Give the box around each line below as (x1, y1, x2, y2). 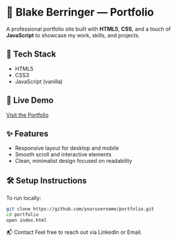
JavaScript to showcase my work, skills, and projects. (6, 31, 140, 38)
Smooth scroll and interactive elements (14, 151, 112, 158)
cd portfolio (6, 212, 39, 218)
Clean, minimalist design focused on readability (14, 157, 133, 165)
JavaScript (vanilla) (14, 78, 63, 85)
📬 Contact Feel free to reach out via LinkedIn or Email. (6, 228, 142, 236)
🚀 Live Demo (6, 96, 54, 106)
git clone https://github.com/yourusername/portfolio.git (6, 206, 154, 212)
